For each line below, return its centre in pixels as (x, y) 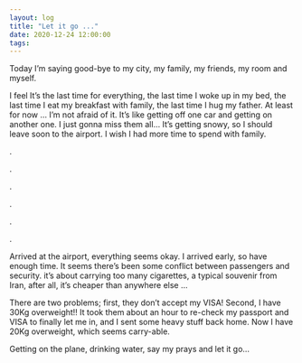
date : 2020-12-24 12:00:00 (60, 34)
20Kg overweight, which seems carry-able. (90, 331)
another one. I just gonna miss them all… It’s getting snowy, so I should (141, 125)
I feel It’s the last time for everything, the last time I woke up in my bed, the (148, 96)
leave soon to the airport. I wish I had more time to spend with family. (138, 134)
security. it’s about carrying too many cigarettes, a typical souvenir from (143, 275)
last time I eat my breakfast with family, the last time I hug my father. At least (151, 106)
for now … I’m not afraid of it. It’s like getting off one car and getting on (141, 115)
